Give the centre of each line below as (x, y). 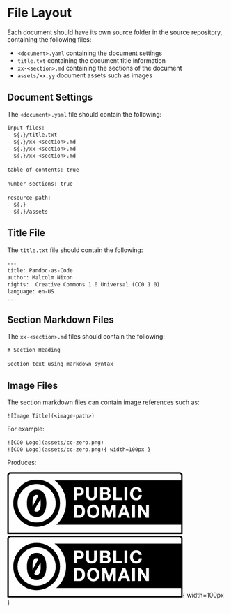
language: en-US (31, 291)
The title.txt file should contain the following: (75, 250)
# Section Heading (34, 350)
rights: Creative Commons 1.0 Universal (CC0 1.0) (83, 284)
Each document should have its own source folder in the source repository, (115, 32)
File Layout (39, 13)
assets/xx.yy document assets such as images (85, 75)
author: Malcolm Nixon (40, 277)
